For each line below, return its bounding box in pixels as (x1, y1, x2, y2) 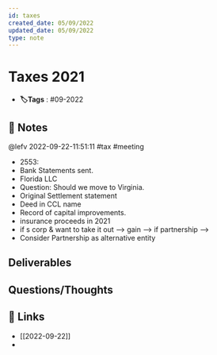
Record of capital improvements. (19, 208, 127, 217)
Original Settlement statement (19, 191, 117, 200)
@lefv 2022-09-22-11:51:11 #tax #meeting (8, 142, 144, 151)
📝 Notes (8, 121, 48, 134)
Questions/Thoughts (8, 283, 113, 296)
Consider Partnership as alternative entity (19, 233, 156, 242)
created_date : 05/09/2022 (8, 19, 93, 27)
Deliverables (8, 256, 72, 270)
